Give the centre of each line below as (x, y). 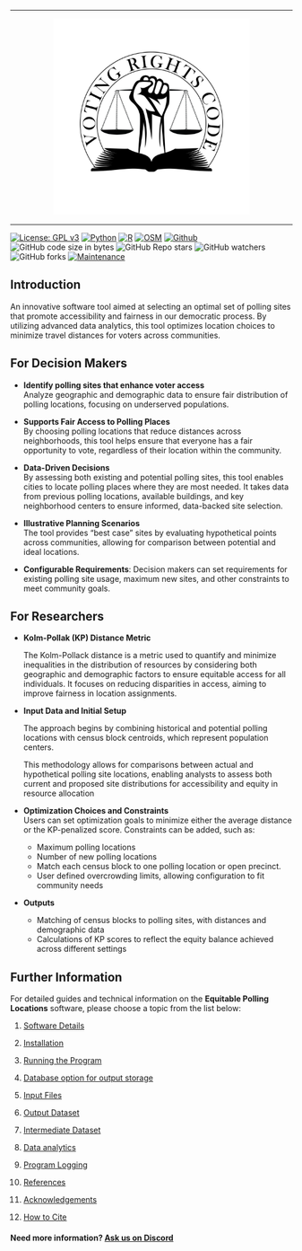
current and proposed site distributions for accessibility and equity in (151, 784)
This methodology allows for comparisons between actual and (138, 765)
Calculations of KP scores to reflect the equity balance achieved (155, 939)
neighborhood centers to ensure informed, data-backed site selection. (153, 506)
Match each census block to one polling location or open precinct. (159, 867)
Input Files (42, 1096)
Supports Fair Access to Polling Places (97, 421)
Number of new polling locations (97, 857)
